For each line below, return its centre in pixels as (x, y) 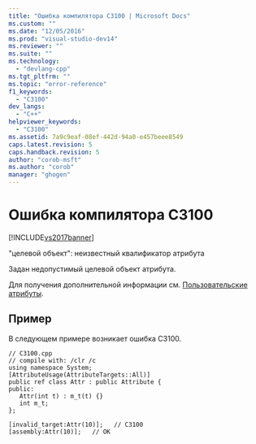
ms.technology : (34, 62)
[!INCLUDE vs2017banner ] (52, 237)
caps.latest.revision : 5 (50, 144)
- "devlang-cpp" (43, 69)
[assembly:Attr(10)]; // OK (60, 432)
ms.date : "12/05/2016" (47, 31)
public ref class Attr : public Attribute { (85, 382)
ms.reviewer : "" (36, 46)
